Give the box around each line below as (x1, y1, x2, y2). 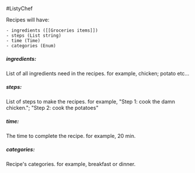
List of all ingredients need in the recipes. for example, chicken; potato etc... (6, 70, 189, 77)
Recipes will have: (6, 16, 50, 23)
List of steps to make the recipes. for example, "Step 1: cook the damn (6, 98, 176, 105)
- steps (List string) (6, 33, 61, 39)
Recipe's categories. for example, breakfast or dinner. (6, 160, 136, 167)
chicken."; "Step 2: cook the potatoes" (6, 104, 98, 111)
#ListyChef (6, 5, 33, 12)
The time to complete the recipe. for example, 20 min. (6, 132, 136, 139)
